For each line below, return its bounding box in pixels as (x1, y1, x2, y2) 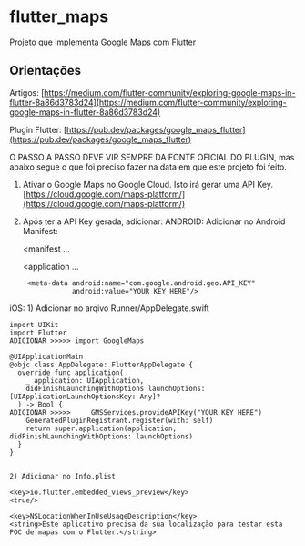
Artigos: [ (9, 87, 45, 98)
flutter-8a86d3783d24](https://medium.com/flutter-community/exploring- (9, 97, 287, 108)
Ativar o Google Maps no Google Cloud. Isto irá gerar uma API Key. (22, 179, 273, 190)
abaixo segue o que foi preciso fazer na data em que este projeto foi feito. (9, 161, 287, 172)
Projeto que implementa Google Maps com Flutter (9, 36, 197, 47)
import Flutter (9, 328, 67, 337)
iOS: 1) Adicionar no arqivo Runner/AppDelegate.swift (9, 303, 209, 314)
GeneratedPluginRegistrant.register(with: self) (25, 416, 214, 425)
